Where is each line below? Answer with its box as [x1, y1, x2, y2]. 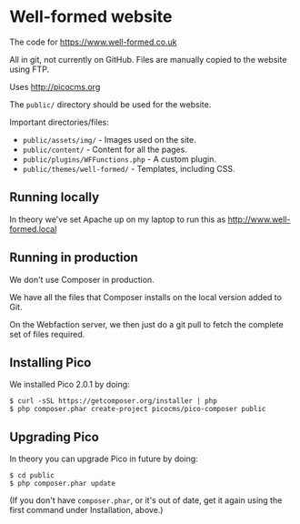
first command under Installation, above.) [9, 505, 164, 516]
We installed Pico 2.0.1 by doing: [9, 379, 130, 390]
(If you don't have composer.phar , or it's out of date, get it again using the [9, 495, 283, 506]
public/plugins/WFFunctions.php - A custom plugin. [22, 153, 216, 165]
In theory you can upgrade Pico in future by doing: [9, 453, 198, 465]
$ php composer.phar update [9, 479, 116, 489]
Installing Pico [9, 355, 92, 370]
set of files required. [9, 328, 85, 339]
